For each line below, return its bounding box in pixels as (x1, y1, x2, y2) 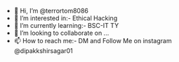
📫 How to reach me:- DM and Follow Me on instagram (13, 37, 172, 45)
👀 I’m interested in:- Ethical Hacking (13, 14, 118, 22)
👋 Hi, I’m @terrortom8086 (13, 7, 89, 15)
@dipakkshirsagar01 (13, 47, 74, 55)
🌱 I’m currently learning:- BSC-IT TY (13, 22, 119, 29)
